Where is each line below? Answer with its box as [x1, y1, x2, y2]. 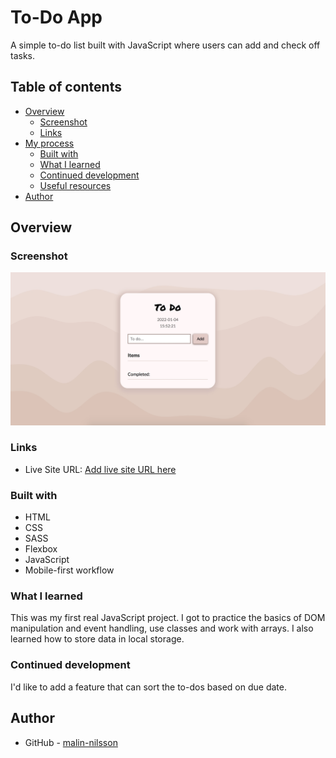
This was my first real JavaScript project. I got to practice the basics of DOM [10, 612, 326, 624]
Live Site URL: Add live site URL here [24, 463, 177, 475]
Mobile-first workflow [24, 564, 115, 576]
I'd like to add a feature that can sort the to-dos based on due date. [10, 681, 287, 693]
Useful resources [39, 179, 112, 191]
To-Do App [10, 6, 103, 29]
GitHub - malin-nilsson [24, 736, 118, 748]
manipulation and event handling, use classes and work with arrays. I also [10, 622, 314, 635]
